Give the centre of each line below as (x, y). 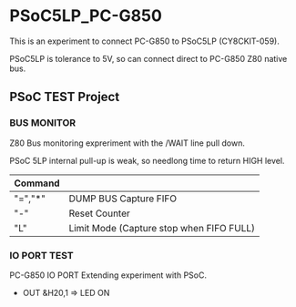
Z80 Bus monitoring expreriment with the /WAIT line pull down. (128, 143)
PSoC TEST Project (65, 97)
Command (37, 183)
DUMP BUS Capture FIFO (123, 199)
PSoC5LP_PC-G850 (86, 16)
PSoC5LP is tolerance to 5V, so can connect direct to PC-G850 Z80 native (148, 58)
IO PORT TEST (42, 255)
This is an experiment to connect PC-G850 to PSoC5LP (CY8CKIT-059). (144, 41)
